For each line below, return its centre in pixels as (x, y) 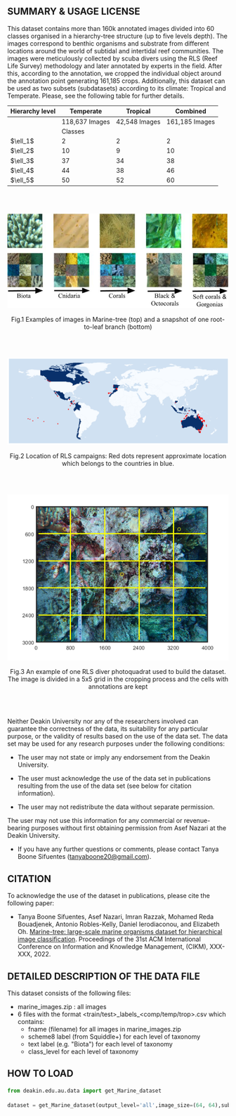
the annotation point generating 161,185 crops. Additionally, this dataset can (116, 81)
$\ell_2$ (22, 151)
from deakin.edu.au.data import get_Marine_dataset (84, 1091)
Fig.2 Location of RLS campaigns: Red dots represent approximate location (118, 456)
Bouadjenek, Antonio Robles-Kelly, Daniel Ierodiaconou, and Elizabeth (118, 924)
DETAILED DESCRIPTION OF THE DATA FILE (104, 976)
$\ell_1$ (22, 141)
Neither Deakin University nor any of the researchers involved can (103, 721)
